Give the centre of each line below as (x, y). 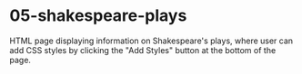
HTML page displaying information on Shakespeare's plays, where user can (151, 41)
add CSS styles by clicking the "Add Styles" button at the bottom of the (143, 50)
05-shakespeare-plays (98, 16)
